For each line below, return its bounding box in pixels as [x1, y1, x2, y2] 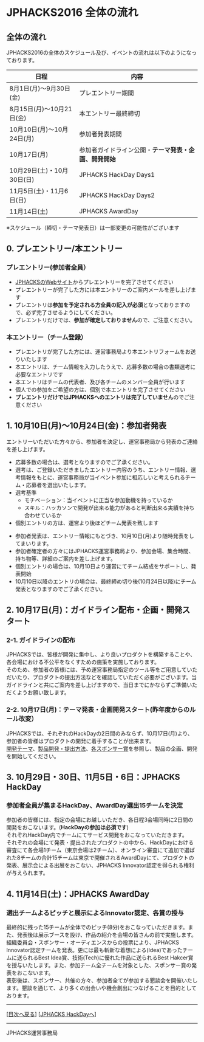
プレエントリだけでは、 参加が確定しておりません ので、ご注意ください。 [15, 316, 195, 323]
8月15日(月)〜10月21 [9, 105, 73, 113]
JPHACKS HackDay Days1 [78, 171, 155, 179]
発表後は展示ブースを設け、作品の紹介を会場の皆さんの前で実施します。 [16, 931, 197, 939]
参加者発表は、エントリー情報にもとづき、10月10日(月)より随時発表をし [15, 532, 194, 539]
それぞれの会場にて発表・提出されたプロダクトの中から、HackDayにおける [6, 839, 194, 846]
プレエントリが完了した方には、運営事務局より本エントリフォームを [15, 348, 186, 355]
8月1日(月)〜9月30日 [9, 85, 71, 92]
